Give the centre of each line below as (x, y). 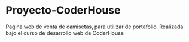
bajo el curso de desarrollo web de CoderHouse (65, 33)
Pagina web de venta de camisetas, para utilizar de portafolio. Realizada (94, 27)
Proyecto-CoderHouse (63, 10)
